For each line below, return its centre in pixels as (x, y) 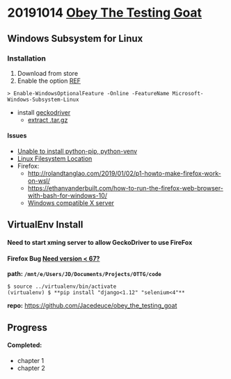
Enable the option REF (49, 81)
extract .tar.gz (48, 120)
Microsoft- (188, 93)
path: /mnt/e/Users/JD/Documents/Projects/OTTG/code (84, 274)
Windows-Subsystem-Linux (43, 99)
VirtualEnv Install (45, 225)
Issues (17, 136)
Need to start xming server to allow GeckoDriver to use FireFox (100, 243)
